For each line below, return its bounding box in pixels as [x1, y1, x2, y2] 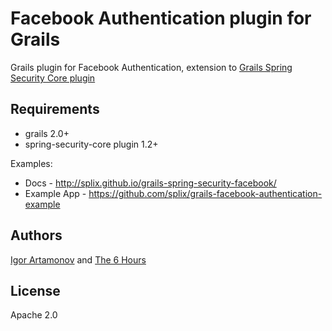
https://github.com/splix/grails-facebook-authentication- [88, 187, 323, 199]
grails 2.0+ [24, 127, 70, 139]
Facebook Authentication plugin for [10, 7, 312, 30]
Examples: [10, 157, 53, 169]
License [10, 282, 61, 299]
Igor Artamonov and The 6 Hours [10, 253, 147, 266]
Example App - [24, 187, 87, 199]
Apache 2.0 [10, 309, 58, 321]
